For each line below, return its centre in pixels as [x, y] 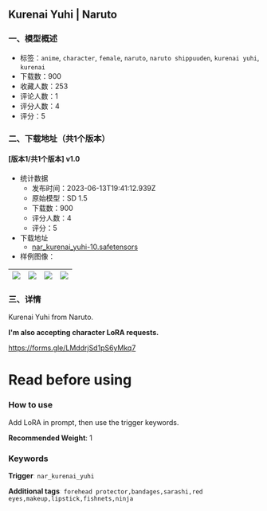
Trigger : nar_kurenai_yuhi [51, 475]
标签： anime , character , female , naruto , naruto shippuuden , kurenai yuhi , [139, 57]
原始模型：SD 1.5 [59, 198]
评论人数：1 [39, 96]
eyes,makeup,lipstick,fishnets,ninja [71, 498]
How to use [31, 405]
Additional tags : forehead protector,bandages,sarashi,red [106, 491]
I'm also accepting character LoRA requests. [84, 333]
